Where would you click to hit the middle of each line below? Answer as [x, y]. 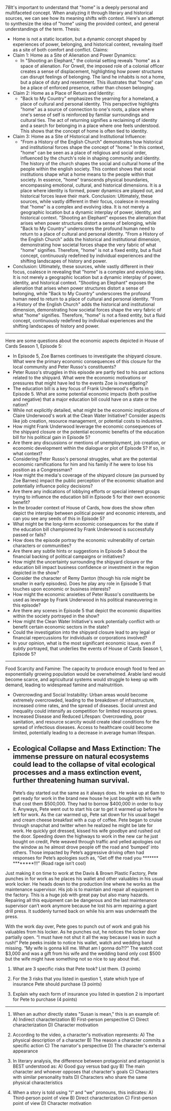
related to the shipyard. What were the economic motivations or [79, 378]
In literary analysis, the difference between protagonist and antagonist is [89, 1061]
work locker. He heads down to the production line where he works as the [83, 884]
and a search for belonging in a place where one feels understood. [90, 125]
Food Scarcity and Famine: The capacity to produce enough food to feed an [85, 668]
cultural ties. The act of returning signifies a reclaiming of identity [89, 120]
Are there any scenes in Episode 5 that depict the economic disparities [87, 611]
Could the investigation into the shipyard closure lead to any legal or [84, 632]
